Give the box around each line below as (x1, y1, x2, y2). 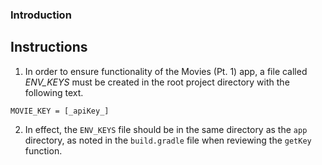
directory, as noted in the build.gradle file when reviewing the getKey (24, 134, 312, 146)
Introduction (10, 8, 72, 22)
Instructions (10, 39, 88, 56)
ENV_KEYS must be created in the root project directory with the (24, 76, 290, 88)
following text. (24, 86, 84, 98)
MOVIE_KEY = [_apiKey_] (10, 106, 110, 116)
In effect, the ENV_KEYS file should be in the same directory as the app (24, 123, 308, 135)
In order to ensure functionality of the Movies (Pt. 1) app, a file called (24, 65, 308, 77)
